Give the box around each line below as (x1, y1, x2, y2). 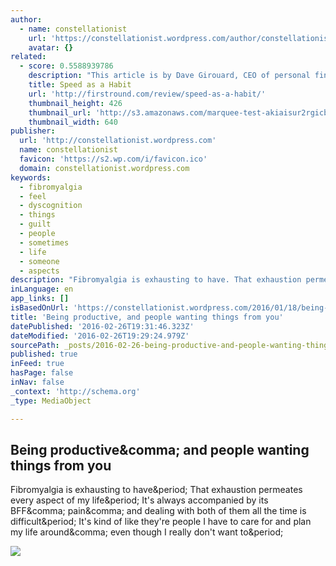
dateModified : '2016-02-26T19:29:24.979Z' (10, 331, 190, 341)
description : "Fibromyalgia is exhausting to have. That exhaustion (10, 275, 302, 285)
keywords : (10, 172, 52, 183)
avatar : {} (28, 42, 74, 53)
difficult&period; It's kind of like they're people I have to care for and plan (10, 516, 312, 528)
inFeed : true (10, 359, 65, 369)
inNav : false (10, 377, 65, 387)
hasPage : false (10, 368, 74, 378)
